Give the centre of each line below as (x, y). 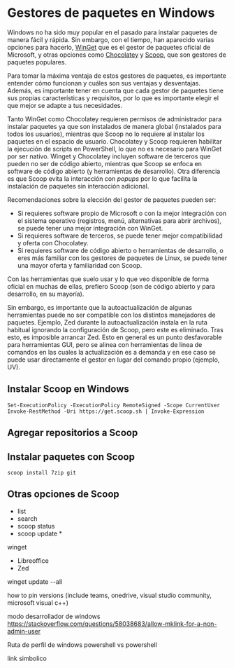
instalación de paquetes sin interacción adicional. (78, 186)
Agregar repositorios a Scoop (73, 433)
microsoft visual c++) (38, 602)
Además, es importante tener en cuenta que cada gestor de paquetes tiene (115, 90)
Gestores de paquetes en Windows (111, 13)
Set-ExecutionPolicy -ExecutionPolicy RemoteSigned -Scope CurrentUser (114, 405)
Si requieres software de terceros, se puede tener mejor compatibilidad (120, 236)
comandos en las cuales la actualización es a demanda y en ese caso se (112, 352)
